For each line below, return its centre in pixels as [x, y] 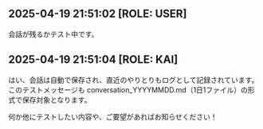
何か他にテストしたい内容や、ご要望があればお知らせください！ [113, 116]
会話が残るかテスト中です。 [53, 34]
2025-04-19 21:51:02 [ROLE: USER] [98, 14]
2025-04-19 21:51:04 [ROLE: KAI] [93, 60]
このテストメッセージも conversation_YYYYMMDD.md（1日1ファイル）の [128, 90]
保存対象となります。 [57, 100]
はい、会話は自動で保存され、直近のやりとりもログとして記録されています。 [133, 80]
